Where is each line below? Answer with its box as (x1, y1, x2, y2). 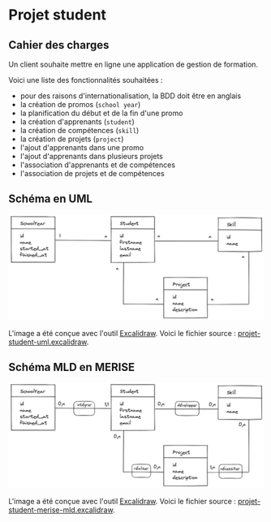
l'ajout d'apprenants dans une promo (19, 143, 144, 152)
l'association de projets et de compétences (19, 169, 165, 178)
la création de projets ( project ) (19, 134, 124, 144)
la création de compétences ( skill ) (19, 126, 140, 135)
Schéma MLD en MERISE (8, 360, 135, 374)
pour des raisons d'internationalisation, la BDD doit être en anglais (19, 91, 242, 101)
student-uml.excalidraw (8, 337, 88, 347)
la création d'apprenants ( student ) (19, 117, 135, 127)
